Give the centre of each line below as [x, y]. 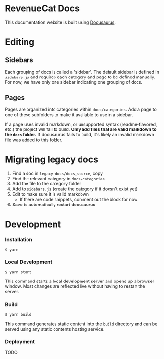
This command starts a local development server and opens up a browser [80, 281]
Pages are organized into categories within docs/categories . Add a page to [81, 109]
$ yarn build [18, 314]
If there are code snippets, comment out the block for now [79, 199]
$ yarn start [18, 272]
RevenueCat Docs [42, 9]
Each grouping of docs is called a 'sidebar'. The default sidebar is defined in [82, 72]
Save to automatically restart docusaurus [54, 205]
